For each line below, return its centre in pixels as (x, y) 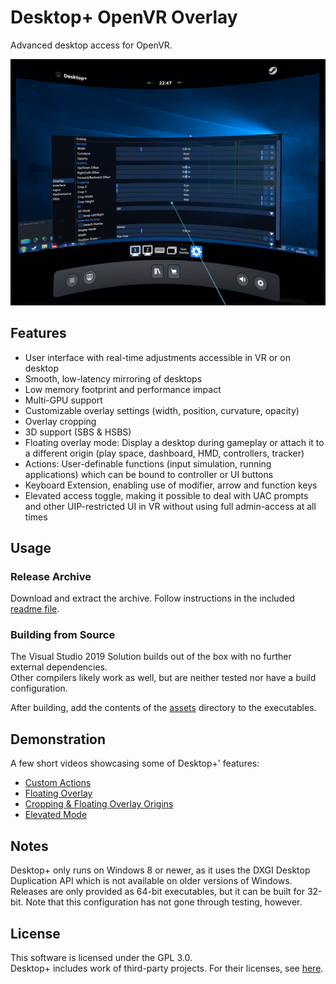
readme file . (35, 609)
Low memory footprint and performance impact (123, 389)
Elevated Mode (56, 815)
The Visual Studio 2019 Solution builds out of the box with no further (151, 657)
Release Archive (51, 576)
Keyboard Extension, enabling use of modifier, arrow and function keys (171, 485)
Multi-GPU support (63, 400)
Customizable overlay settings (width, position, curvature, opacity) (162, 410)
